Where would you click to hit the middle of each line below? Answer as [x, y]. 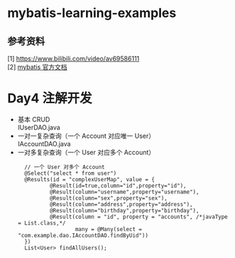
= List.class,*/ [42, 223]
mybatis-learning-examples [92, 13]
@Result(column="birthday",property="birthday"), [124, 210]
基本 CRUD [34, 119]
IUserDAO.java [39, 127]
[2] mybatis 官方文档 [37, 67]
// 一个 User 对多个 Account [65, 167]
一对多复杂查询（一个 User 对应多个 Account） [86, 152]
